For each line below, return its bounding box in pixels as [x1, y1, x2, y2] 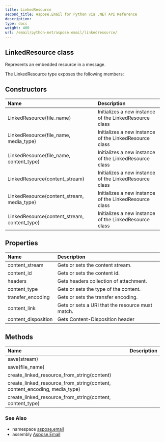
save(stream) [7, 356, 38, 363]
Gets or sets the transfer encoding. [57, 294, 138, 301]
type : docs [5, 21, 27, 26]
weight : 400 [5, 26, 29, 31]
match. [57, 308, 74, 315]
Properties [5, 239, 38, 247]
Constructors [5, 85, 47, 94]
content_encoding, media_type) [7, 386, 81, 393]
